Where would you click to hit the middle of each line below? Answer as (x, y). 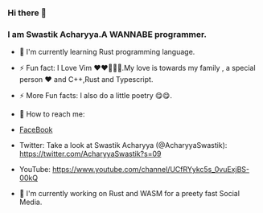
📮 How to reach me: (52, 114)
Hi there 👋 (27, 13)
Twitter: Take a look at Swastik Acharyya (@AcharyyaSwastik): (123, 145)
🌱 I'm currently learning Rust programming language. (107, 52)
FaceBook (36, 130)
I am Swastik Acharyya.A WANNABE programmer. (107, 34)
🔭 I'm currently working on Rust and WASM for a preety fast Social (129, 194)
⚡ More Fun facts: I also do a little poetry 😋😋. (95, 96)
